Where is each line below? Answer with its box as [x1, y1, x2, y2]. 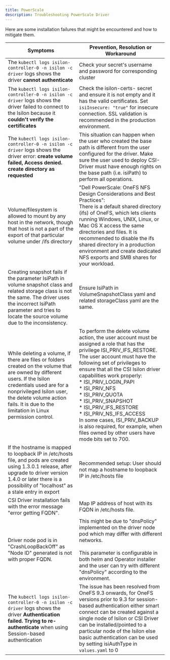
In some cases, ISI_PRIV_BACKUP [79, 416, 159, 424]
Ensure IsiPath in [79, 284, 119, 291]
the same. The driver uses [8, 293, 70, 301]
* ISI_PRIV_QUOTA [79, 391, 123, 398]
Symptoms [27, 47, 55, 54]
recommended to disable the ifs [79, 234, 154, 242]
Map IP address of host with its [79, 499, 153, 506]
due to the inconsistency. [8, 319, 68, 326]
